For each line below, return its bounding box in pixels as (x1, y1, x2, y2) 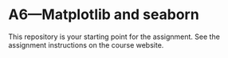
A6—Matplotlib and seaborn (8, 6, 199, 24)
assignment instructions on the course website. (8, 40, 164, 49)
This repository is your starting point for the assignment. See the (8, 32, 221, 41)
